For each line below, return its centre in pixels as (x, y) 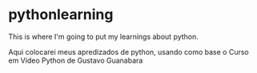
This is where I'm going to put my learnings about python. (103, 36)
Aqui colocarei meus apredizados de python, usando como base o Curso (129, 52)
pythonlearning (61, 15)
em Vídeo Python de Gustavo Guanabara (76, 60)
